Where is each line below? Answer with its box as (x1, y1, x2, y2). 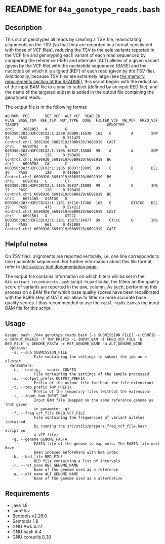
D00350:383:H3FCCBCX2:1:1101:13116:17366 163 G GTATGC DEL (5, 201, 158, 205)
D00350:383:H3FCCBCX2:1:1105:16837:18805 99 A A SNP (5, 148, 158, 153)
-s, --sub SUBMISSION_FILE (11, 350, 68, 355)
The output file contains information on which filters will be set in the (5, 273, 145, 279)
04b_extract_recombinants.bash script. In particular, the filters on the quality (5, 278, 160, 284)
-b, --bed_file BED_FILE (11, 454, 63, 459)
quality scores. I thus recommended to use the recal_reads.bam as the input (5, 299, 160, 306)
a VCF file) (34, 432, 58, 437)
